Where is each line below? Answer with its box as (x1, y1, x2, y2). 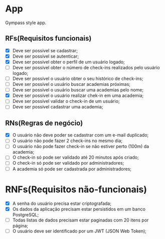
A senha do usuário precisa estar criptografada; (12, 200, 112, 206)
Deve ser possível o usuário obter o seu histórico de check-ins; (12, 76, 143, 81)
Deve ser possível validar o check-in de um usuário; (12, 98, 120, 104)
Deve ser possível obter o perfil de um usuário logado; (12, 59, 125, 65)
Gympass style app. (5, 20, 47, 26)
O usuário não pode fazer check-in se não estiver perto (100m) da (12, 144, 149, 150)
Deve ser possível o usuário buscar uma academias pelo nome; (12, 87, 144, 93)
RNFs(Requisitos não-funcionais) (5, 184, 147, 195)
